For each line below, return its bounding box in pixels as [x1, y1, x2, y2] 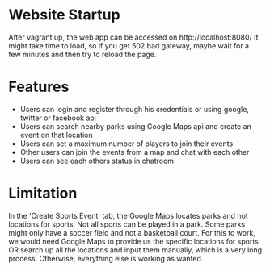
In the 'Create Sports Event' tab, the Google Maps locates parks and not [8, 211, 248, 220]
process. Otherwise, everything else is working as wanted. [8, 253, 204, 263]
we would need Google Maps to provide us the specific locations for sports [8, 236, 259, 246]
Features [8, 78, 70, 96]
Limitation [8, 184, 78, 202]
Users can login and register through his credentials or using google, [19, 104, 249, 114]
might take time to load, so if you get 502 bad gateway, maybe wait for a [8, 40, 249, 50]
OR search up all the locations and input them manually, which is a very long [8, 244, 263, 255]
